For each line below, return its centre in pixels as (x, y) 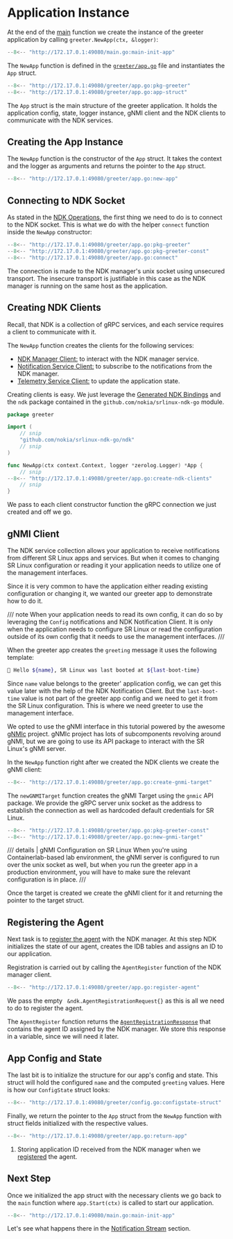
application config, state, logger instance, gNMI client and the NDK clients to (116, 113)
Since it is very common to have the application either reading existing (107, 586)
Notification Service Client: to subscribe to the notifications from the (115, 366)
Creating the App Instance (65, 141)
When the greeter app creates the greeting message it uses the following (112, 650)
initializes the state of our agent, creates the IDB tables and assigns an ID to (115, 946)
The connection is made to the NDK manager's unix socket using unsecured (116, 271)
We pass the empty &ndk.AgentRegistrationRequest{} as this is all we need (116, 1001)
